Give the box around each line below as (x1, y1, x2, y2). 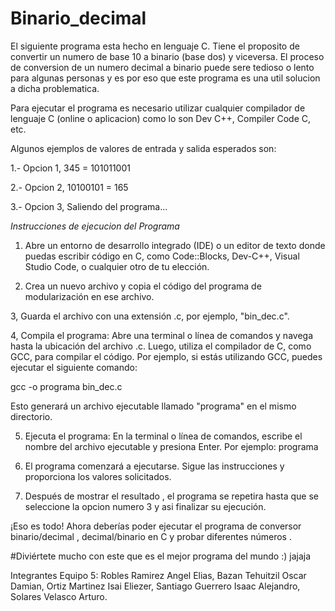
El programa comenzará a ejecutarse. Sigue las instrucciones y (24, 460, 285, 472)
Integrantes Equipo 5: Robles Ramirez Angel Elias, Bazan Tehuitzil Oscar (10, 569, 307, 581)
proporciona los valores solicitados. (24, 470, 172, 482)
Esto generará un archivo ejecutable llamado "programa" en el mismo (10, 400, 297, 412)
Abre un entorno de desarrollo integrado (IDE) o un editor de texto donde (24, 239, 326, 251)
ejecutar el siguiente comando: (10, 361, 138, 373)
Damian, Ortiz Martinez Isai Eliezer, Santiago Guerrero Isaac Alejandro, (10, 580, 301, 592)
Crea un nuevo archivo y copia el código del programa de (24, 280, 262, 292)
